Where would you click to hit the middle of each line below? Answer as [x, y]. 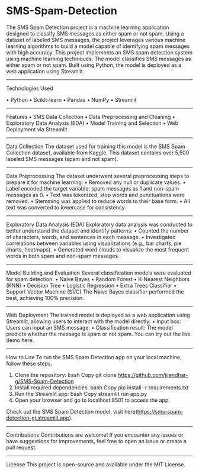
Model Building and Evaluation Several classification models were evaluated [99, 273]
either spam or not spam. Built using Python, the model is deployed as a [94, 65]
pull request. [21, 447]
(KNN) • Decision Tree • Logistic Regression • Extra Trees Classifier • [92, 285]
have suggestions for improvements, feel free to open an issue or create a [96, 441]
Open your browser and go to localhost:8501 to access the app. [92, 400]
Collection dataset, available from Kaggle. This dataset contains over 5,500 [98, 153]
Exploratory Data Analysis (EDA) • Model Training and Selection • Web [92, 123]
